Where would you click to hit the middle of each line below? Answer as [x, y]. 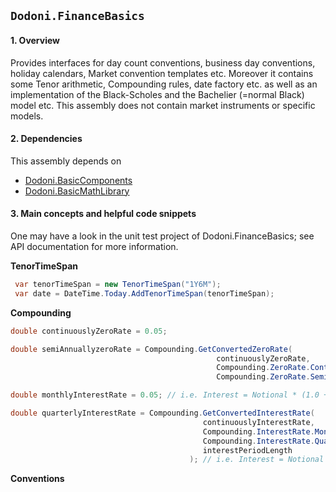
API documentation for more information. [94, 246]
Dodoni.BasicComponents [78, 180]
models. [27, 116]
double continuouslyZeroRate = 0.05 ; [89, 331]
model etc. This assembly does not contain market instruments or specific [163, 105]
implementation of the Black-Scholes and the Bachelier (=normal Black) [157, 94]
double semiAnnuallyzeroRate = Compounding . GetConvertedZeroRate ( [151, 349]
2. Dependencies [46, 139]
